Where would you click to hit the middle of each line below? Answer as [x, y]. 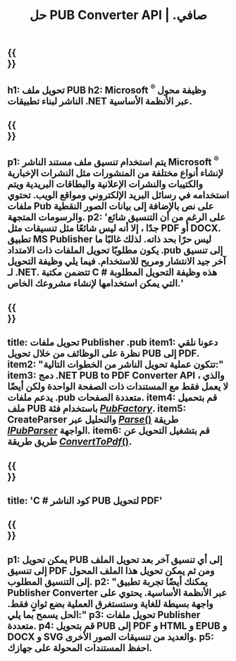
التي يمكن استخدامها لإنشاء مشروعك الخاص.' [95, 283]
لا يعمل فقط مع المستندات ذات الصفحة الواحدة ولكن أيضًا [118, 387]
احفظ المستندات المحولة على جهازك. [80, 648]
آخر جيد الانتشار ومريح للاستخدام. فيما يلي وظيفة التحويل [117, 261]
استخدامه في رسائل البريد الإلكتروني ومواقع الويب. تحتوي [118, 195]
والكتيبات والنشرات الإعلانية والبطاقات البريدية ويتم [105, 184]
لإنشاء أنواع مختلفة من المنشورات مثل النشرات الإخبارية [116, 173]
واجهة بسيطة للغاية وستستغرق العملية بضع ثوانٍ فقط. [110, 604]
